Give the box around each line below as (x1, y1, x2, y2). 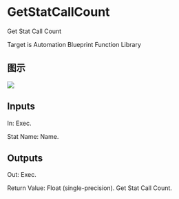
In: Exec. (7, 119, 32, 127)
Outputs (7, 152, 43, 164)
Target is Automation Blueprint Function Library (7, 40, 141, 48)
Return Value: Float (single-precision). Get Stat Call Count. (7, 184, 172, 192)
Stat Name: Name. (7, 132, 59, 140)
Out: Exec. (7, 171, 36, 179)
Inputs (7, 101, 36, 113)
